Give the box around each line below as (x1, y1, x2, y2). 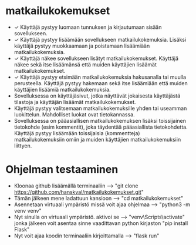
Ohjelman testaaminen (5, 163, 119, 176)
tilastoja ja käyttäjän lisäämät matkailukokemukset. (13, 98, 136, 105)
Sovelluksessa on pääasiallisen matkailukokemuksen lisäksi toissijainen (13, 117, 186, 124)
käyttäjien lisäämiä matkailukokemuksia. (13, 86, 111, 93)
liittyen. (13, 142, 32, 149)
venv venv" (13, 207, 42, 214)
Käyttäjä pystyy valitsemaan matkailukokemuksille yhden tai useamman (13, 105, 187, 112)
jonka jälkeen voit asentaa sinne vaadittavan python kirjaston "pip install (13, 219, 188, 227)
